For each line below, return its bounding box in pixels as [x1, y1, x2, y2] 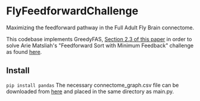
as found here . [6, 48, 42, 55]
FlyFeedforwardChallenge [6, 4, 139, 18]
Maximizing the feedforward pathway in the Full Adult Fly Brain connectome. [6, 24, 195, 31]
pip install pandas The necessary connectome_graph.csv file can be [6, 81, 179, 88]
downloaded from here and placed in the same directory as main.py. [6, 88, 174, 95]
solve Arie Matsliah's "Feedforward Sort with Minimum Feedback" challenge [6, 42, 194, 49]
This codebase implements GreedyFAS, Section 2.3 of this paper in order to [6, 35, 192, 42]
